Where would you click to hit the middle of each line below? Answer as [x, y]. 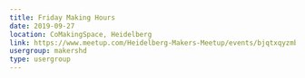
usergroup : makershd [49, 51]
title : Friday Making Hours [63, 17]
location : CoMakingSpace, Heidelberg [81, 34]
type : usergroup [40, 59]
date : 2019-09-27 [42, 26]
